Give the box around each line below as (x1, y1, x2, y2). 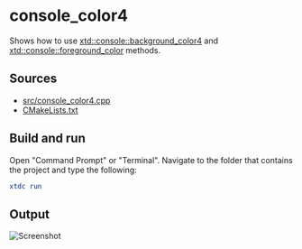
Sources (9, 71, 58, 87)
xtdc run (9, 181, 42, 190)
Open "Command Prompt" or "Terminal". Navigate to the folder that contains (9, 154, 293, 165)
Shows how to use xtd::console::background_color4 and (9, 35, 219, 46)
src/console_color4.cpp (22, 95, 111, 106)
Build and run (9, 131, 86, 146)
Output (9, 207, 50, 222)
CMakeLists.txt (22, 105, 78, 115)
